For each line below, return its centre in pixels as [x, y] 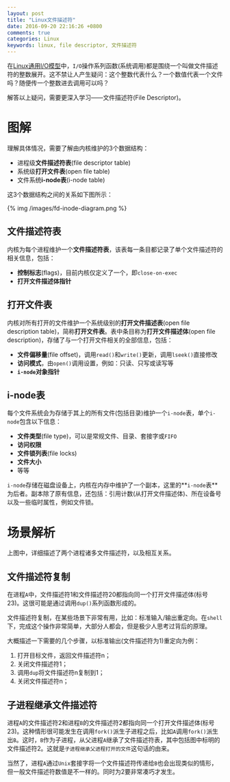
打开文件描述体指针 [44, 281]
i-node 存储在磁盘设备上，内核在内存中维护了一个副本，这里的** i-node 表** [112, 485]
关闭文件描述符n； [43, 681]
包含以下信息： [40, 422]
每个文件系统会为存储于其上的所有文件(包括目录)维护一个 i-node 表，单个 [108, 413]
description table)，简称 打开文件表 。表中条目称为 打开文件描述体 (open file [111, 331]
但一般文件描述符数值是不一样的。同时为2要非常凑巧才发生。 [93, 771]
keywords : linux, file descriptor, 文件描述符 [72, 45]
